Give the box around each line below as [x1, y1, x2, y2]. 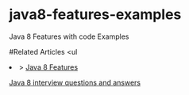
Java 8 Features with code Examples [9, 32, 129, 41]
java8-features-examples [9, 6, 182, 24]
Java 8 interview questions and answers [9, 78, 141, 87]
